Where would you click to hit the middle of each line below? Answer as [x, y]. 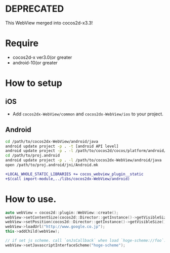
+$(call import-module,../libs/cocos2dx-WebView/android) [68, 179]
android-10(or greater [35, 62]
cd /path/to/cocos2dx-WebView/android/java [52, 141]
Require [22, 43]
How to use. [31, 199]
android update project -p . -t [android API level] [62, 146]
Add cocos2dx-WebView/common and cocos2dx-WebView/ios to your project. [88, 114]
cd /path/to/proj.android [32, 156]
